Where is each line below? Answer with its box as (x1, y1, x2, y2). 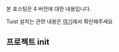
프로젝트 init (6, 37, 50, 47)
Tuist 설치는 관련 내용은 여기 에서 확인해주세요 (6, 18, 113, 25)
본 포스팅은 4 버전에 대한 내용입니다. (6, 5, 91, 12)
